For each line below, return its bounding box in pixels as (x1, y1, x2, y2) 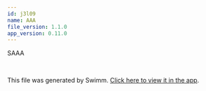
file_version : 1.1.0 (7, 23, 68, 30)
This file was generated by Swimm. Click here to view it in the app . (7, 76, 200, 85)
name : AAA (7, 17, 36, 24)
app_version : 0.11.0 (7, 29, 68, 37)
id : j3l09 (7, 10, 36, 17)
